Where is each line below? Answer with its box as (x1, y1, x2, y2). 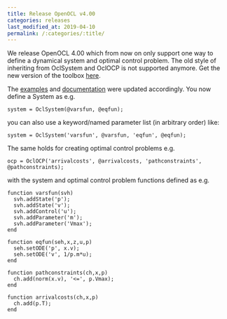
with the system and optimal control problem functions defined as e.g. (7, 176, 210, 184)
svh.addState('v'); (13, 202, 71, 209)
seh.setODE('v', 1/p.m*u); (13, 251, 92, 258)
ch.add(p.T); (13, 300, 52, 307)
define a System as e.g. (7, 93, 76, 101)
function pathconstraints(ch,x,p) (7, 269, 109, 277)
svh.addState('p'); (13, 196, 71, 203)
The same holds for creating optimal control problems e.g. (7, 144, 175, 153)
